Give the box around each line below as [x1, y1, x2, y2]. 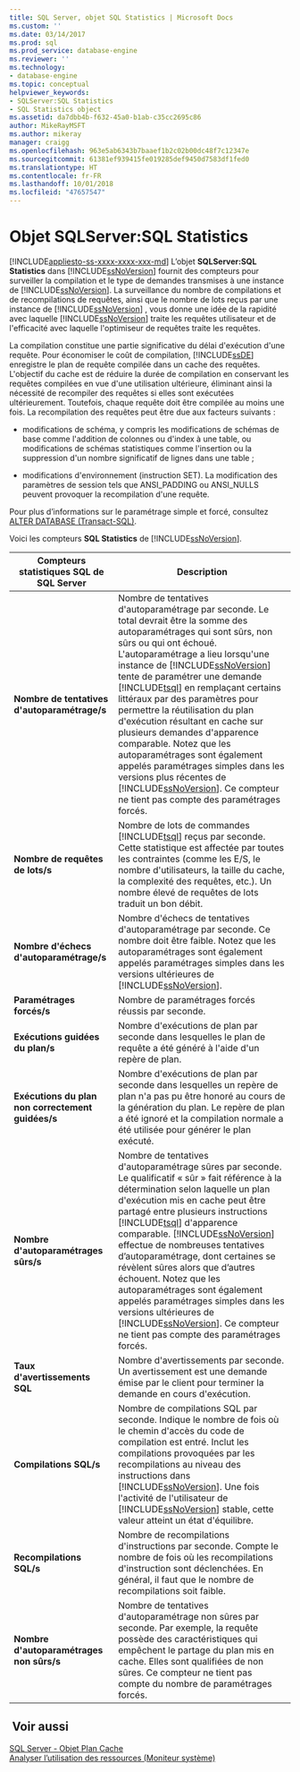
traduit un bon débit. [117, 897, 204, 910]
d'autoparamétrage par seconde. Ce [117, 923, 271, 936]
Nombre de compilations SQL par [117, 1402, 258, 1415]
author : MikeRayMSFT [9, 122, 87, 131]
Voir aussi [12, 1719, 69, 1734]
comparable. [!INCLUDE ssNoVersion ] [117, 1228, 275, 1240]
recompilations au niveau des [117, 1458, 241, 1470]
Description [177, 565, 228, 578]
